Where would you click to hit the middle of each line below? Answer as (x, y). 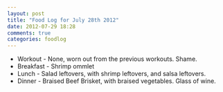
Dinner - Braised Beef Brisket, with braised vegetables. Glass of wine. (116, 81)
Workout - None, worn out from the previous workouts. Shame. (107, 59)
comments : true (29, 33)
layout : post (26, 13)
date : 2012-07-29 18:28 (42, 26)
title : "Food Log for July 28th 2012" (63, 20)
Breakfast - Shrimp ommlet (56, 66)
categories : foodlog (37, 39)
